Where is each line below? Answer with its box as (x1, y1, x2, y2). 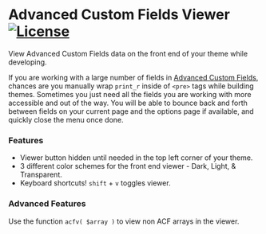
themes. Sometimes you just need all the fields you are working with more (8, 89, 252, 99)
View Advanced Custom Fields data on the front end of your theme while (8, 49, 248, 58)
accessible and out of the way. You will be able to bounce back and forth (8, 98, 248, 107)
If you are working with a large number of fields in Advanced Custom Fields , (8, 72, 259, 82)
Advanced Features (8, 198, 86, 209)
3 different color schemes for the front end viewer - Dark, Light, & (19, 162, 236, 171)
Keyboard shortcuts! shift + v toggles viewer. (19, 178, 171, 188)
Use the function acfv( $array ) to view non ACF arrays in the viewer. (8, 216, 240, 226)
